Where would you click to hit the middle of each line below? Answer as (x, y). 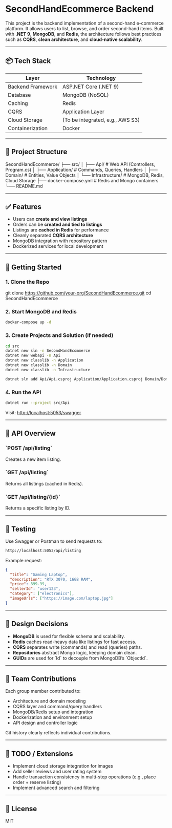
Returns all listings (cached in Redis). (44, 483)
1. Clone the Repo (27, 282)
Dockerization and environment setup (52, 717)
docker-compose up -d (28, 322)
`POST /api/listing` (29, 448)
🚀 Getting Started (34, 267)
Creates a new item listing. (33, 459)
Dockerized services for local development (58, 246)
